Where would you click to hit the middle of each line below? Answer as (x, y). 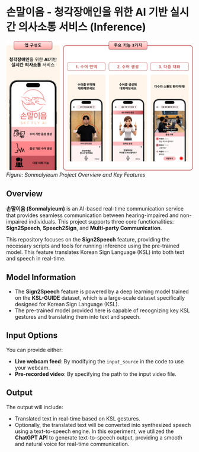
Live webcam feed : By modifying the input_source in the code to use (99, 361)
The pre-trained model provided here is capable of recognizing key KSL (102, 310)
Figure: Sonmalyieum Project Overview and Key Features (76, 175)
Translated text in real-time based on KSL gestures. (77, 418)
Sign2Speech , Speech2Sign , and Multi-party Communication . (84, 228)
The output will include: (35, 407)
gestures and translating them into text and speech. (78, 317)
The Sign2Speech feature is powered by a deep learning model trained (102, 291)
